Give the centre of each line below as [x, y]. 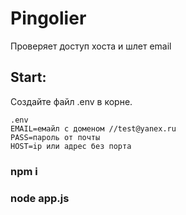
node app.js [40, 198]
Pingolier [48, 18]
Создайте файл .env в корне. [71, 101]
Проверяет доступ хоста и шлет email [91, 46]
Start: [28, 77]
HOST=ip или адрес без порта [71, 146]
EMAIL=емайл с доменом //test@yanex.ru [93, 128]
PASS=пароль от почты [55, 137]
